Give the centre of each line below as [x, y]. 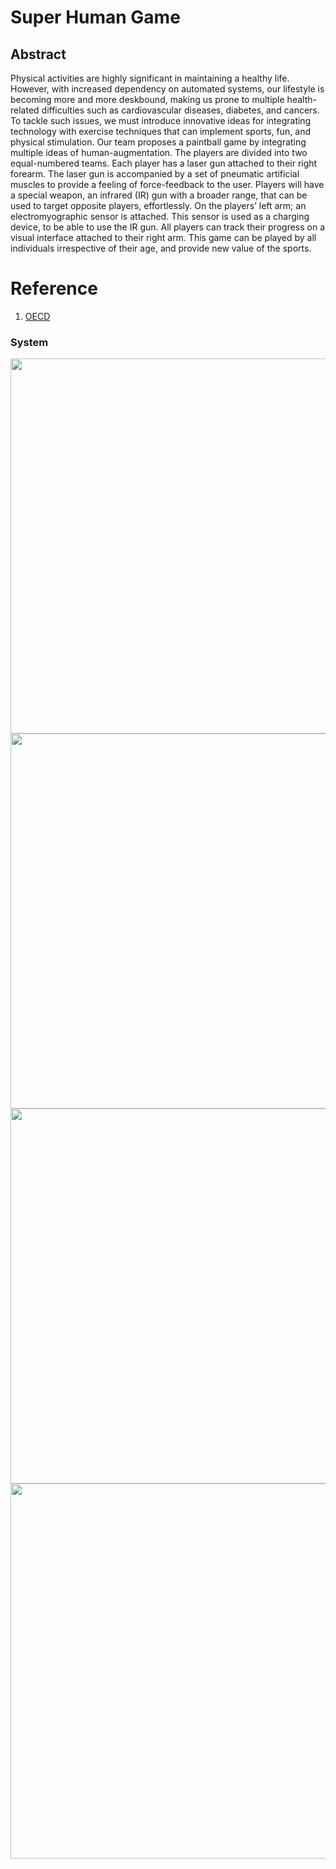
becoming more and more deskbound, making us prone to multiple [147, 99]
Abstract [38, 54]
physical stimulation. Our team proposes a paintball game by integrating [158, 142]
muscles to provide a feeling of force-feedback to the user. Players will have [167, 184]
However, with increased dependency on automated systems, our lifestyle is [167, 89]
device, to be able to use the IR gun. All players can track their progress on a [168, 227]
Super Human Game [95, 17]
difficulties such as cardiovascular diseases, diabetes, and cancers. [180, 110]
